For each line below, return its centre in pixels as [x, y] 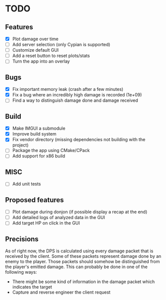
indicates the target [32, 287]
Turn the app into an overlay [41, 61]
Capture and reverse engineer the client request [61, 292]
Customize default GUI [35, 50]
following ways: [21, 272]
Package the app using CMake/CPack [51, 150]
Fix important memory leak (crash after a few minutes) [68, 89]
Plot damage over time [35, 39]
